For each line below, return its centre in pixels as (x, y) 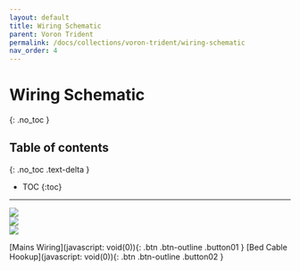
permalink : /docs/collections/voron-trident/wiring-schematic (127, 42)
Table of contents (59, 148)
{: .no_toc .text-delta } (50, 169)
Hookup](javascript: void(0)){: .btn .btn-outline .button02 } (117, 257)
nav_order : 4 (33, 51)
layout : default (39, 17)
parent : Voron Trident (51, 34)
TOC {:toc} (42, 186)
